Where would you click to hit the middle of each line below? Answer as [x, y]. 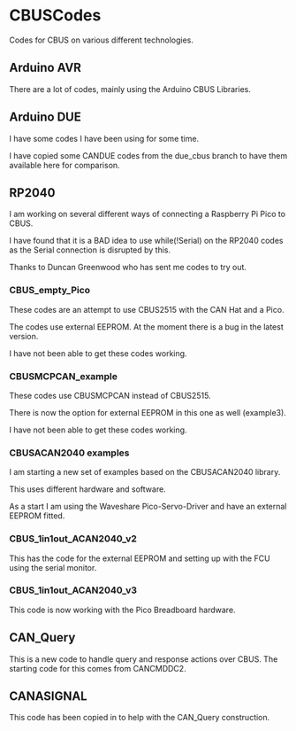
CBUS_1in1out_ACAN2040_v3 [73, 590]
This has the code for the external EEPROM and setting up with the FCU [140, 558]
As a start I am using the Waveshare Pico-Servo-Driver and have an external [148, 507]
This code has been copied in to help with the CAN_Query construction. [140, 718]
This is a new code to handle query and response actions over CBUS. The [144, 659]
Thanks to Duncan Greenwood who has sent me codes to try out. [128, 268]
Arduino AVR [46, 68]
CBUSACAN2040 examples [69, 453]
